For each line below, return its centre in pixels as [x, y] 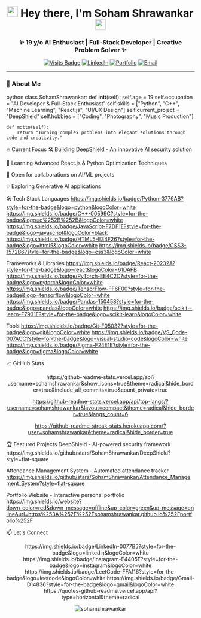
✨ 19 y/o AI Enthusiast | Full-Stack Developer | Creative [100, 43]
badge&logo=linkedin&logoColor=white [100, 552]
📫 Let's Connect [27, 532]
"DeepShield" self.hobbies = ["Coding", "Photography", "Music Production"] [100, 116]
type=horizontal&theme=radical [100, 597]
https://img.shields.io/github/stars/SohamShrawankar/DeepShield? [89, 453]
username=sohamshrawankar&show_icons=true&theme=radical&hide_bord [100, 383]
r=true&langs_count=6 [100, 414]
